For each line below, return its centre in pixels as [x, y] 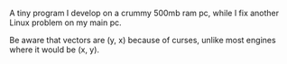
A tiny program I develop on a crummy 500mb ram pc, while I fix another [144, 13]
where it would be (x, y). [55, 50]
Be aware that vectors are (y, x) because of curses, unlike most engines [143, 40]
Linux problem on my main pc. [65, 23]
